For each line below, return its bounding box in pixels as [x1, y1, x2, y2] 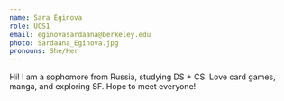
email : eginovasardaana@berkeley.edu [9, 30, 151, 39]
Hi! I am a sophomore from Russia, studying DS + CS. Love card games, [9, 71, 277, 82]
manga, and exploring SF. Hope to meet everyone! [9, 81, 197, 92]
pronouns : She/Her [9, 47, 78, 56]
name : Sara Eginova [9, 13, 83, 23]
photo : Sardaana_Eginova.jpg [9, 38, 119, 48]
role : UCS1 [9, 22, 50, 31]
